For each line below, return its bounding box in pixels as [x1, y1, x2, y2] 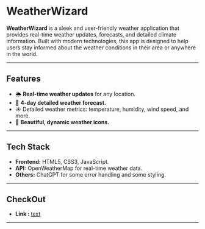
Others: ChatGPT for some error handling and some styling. [15, 171, 167, 178]
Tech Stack [6, 142, 50, 152]
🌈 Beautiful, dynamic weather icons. [15, 118, 110, 125]
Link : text [15, 210, 41, 217]
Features [6, 74, 41, 84]
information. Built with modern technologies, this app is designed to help [6, 37, 189, 44]
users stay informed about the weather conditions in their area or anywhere [6, 44, 196, 51]
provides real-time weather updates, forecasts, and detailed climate [6, 30, 177, 38]
